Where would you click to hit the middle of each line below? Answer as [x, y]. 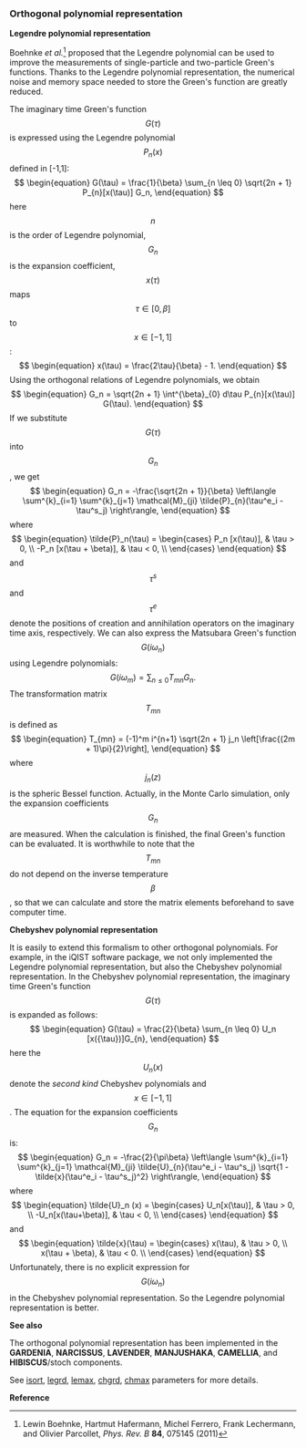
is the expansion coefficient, [62, 265]
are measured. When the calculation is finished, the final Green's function [148, 833]
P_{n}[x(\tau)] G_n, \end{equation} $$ [153, 192]
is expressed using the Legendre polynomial [92, 137]
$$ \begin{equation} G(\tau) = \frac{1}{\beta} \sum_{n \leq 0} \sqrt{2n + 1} [153, 182]
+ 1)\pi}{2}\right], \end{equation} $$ [153, 749]
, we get [25, 477]
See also [26, 1325]
